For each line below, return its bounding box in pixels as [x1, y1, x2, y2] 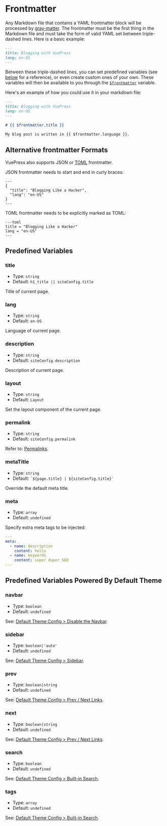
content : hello [14, 548, 46, 553]
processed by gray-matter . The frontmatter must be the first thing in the [5, 25, 154, 31]
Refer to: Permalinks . [5, 446, 49, 452]
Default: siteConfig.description [12, 357, 80, 363]
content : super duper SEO [14, 558, 69, 563]
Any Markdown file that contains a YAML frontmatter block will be [5, 20, 142, 26]
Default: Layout [12, 397, 44, 403]
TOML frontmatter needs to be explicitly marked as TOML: [5, 210, 126, 216]
